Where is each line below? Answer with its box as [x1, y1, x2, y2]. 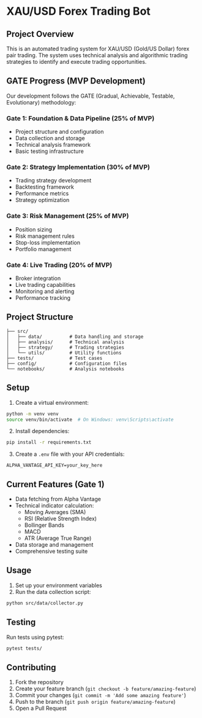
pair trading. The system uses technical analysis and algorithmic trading [6, 52, 188, 59]
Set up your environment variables [15, 582, 102, 589]
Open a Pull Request [15, 704, 67, 712]
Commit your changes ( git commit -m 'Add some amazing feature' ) [15, 692, 187, 699]
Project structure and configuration [15, 128, 104, 136]
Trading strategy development [15, 177, 92, 184]
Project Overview [6, 29, 74, 39]
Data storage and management [15, 541, 94, 548]
